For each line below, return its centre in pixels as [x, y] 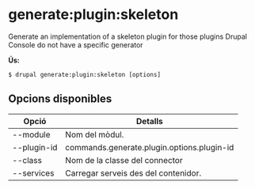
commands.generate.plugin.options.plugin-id [150, 147]
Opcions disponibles [60, 99]
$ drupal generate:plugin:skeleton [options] [84, 74]
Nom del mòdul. [95, 134]
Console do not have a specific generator [76, 44]
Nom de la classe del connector [124, 160]
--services [33, 173]
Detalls [150, 121]
